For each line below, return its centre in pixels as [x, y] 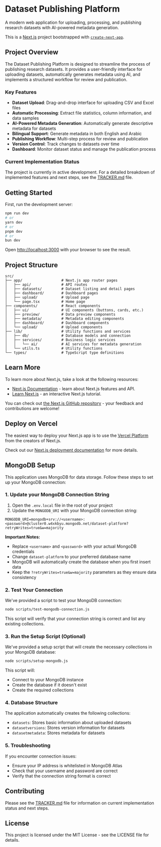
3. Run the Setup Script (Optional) [45, 636]
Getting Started [29, 193]
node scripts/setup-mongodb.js [37, 661]
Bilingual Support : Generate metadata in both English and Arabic [77, 134]
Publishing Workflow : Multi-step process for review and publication [80, 139]
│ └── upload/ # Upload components [54, 327]
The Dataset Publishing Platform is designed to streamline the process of [78, 64]
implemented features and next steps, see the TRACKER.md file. [69, 177]
